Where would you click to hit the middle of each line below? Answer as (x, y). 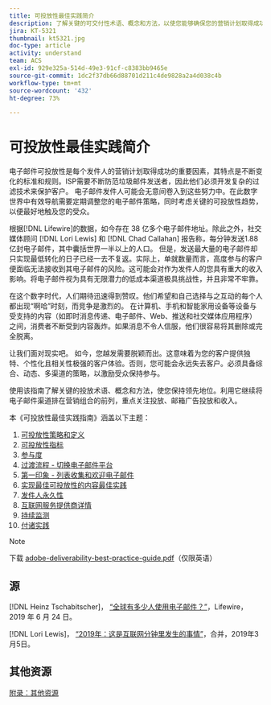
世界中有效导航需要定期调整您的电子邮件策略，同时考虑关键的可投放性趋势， (136, 201)
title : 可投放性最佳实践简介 (52, 16)
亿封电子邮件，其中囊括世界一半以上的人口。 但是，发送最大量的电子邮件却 (133, 249)
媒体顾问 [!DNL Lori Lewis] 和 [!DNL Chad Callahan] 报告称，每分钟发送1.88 (134, 239)
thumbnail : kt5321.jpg (47, 38)
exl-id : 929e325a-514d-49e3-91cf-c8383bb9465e (88, 68)
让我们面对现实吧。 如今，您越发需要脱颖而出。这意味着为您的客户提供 (126, 353)
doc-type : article (40, 46)
